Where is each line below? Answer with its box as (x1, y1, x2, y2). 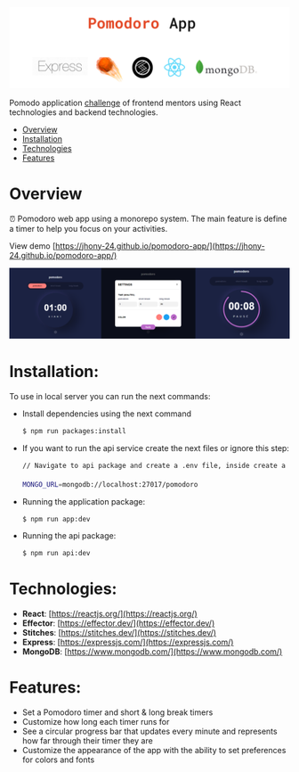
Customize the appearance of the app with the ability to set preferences (21, 745, 287, 756)
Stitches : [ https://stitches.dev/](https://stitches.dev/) (21, 628, 216, 638)
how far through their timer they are (21, 735, 153, 746)
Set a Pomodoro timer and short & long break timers (21, 707, 214, 718)
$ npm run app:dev (21, 514, 91, 523)
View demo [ (9, 240, 56, 251)
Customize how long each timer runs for (21, 717, 170, 727)
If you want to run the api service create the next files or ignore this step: (21, 442, 289, 453)
